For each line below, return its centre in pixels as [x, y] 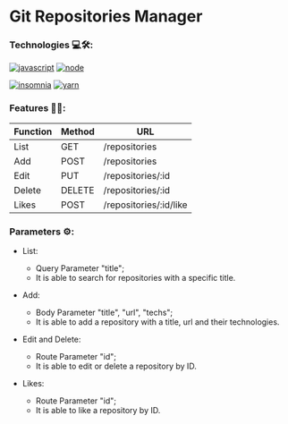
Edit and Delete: [51, 339]
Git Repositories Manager [106, 17]
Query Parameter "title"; [80, 268]
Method [78, 131]
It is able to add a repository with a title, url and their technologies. [157, 322]
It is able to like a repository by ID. [98, 411]
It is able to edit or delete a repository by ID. [116, 366]
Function [33, 131]
